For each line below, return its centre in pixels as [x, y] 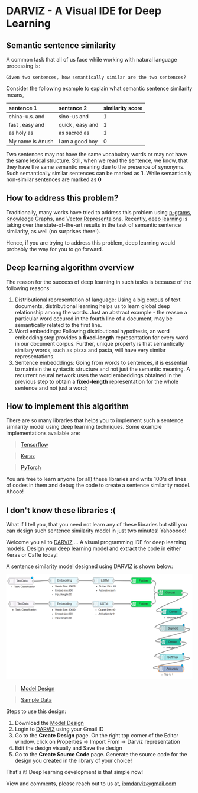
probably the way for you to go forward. [55, 249]
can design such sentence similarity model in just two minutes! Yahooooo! [96, 531]
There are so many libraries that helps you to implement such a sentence [95, 420]
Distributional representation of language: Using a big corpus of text [98, 300]
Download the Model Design [49, 723]
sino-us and [74, 116]
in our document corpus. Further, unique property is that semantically [99, 343]
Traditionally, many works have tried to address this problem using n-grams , [99, 212]
